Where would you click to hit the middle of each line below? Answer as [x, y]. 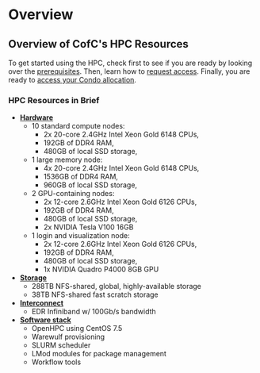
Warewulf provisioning [68, 337]
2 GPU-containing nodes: [73, 194]
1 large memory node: [67, 160]
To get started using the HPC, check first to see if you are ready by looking [130, 63]
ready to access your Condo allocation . [73, 80]
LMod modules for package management [99, 354]
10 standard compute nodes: [78, 126]
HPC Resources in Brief [54, 100]
